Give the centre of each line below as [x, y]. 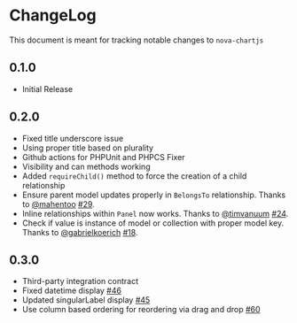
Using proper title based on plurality [87, 148]
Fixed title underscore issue [73, 138]
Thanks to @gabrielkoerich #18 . [80, 232]
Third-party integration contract [80, 281]
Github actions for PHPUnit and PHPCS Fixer [103, 157]
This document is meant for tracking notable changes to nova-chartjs [137, 40]
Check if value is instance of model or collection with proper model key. [153, 223]
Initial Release [47, 88]
